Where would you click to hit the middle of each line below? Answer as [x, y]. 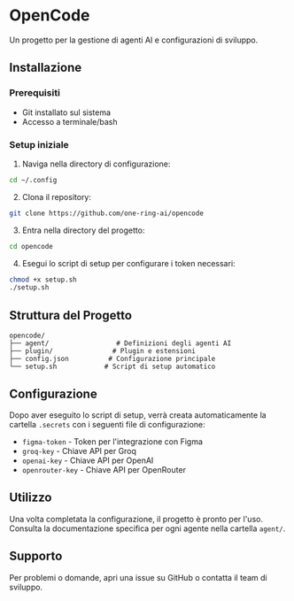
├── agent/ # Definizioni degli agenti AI [120, 343]
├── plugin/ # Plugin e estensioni [103, 351]
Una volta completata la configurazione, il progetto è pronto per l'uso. [136, 519]
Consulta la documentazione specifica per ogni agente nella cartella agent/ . [147, 528]
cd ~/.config [33, 180]
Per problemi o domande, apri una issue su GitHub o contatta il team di [138, 577]
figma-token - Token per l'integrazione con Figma [112, 441]
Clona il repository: [56, 196]
